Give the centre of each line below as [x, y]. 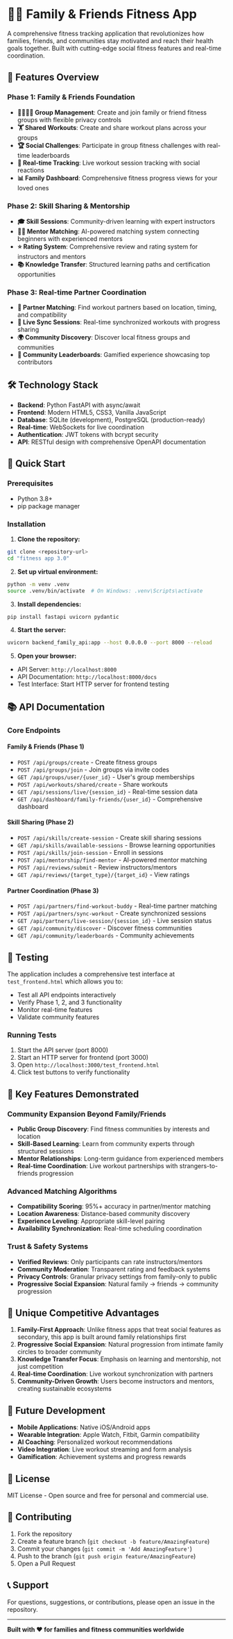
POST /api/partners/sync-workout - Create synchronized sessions [112, 913]
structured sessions [45, 1151]
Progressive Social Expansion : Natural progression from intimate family [120, 1345]
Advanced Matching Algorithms [62, 1191]
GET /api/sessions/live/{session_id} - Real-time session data [107, 792]
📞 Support [28, 1585]
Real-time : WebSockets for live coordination [80, 427]
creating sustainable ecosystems [64, 1389]
